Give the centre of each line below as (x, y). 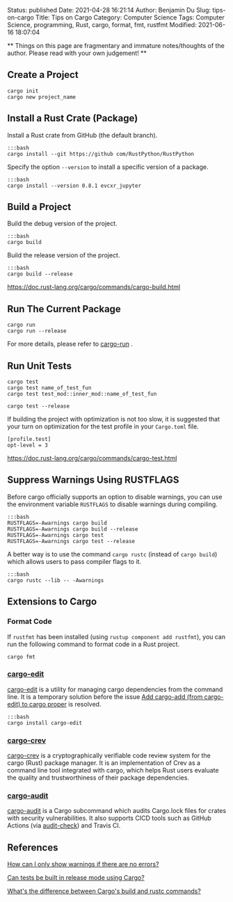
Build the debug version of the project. (62, 224)
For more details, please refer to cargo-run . (70, 344)
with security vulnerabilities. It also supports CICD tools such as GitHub (110, 818)
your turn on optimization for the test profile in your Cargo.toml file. (103, 426)
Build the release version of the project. (64, 255)
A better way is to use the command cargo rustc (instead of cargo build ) (112, 554)
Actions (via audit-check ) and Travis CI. (64, 826)
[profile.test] (29, 440)
